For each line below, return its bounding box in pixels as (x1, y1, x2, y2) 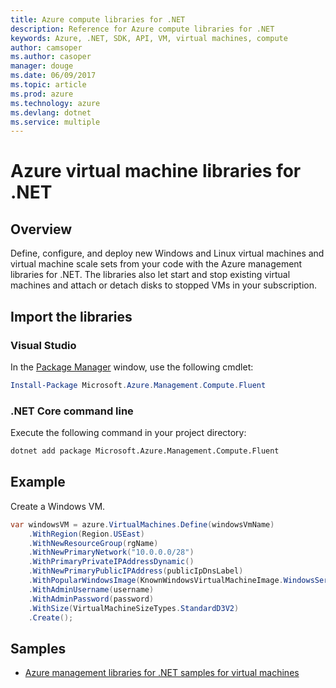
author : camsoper (10, 42, 83, 53)
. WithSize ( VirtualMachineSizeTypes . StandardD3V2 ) (28, 603, 240, 613)
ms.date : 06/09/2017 (10, 71, 97, 81)
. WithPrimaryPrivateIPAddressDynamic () (28, 557, 195, 567)
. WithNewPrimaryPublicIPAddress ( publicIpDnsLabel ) (28, 566, 244, 576)
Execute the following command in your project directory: (10, 427, 247, 439)
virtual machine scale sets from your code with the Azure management (10, 258, 303, 270)
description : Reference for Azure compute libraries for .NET (10, 24, 275, 34)
